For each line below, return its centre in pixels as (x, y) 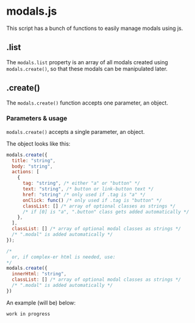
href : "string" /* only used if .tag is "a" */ (84, 195)
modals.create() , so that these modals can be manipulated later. (87, 69)
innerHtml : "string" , (39, 274)
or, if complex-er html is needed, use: (64, 257)
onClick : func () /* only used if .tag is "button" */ (92, 200)
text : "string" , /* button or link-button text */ (88, 189)
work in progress (28, 314)
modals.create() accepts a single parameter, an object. (76, 132)
